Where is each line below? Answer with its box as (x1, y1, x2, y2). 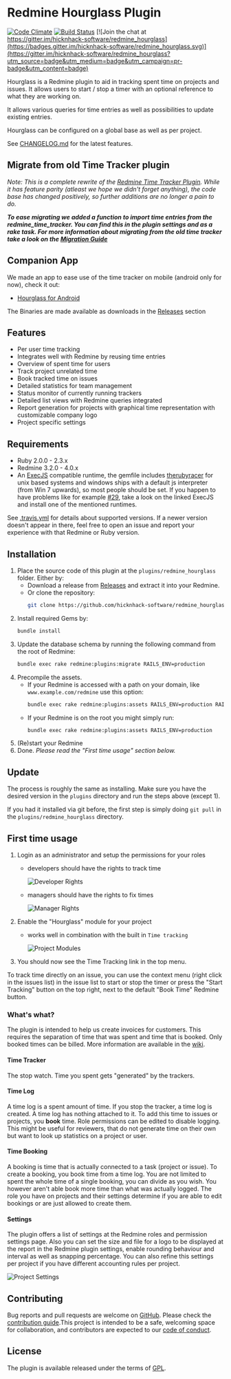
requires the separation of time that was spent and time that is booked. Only (7, 1033, 223, 1041)
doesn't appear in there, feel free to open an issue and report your (7, 521, 195, 529)
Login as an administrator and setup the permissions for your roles (16, 851, 206, 859)
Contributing (7, 1292, 63, 1305)
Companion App (7, 255, 79, 266)
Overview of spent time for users (16, 360, 111, 368)
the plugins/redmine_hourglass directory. (7, 813, 124, 821)
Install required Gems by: (16, 614, 88, 622)
